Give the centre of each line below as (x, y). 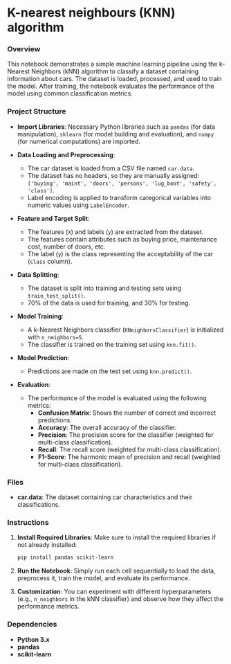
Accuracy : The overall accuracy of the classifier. (107, 427)
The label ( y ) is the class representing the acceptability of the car (120, 253)
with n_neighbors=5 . (56, 337)
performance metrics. (48, 607)
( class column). (50, 261)
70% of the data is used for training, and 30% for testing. (109, 303)
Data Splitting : (38, 274)
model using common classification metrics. (70, 93)
